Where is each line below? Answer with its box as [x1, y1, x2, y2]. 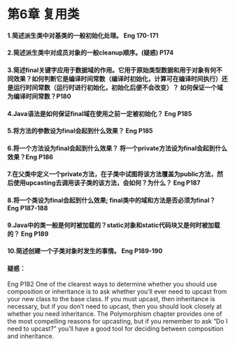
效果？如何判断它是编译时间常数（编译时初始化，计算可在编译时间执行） [13, 74, 222, 82]
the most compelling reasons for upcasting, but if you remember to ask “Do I [7, 317, 228, 326]
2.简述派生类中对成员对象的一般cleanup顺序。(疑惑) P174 [7, 48, 174, 57]
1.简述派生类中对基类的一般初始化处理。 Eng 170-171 [7, 31, 159, 39]
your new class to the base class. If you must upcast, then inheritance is [7, 295, 215, 303]
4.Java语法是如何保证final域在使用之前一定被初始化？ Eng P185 [7, 109, 192, 117]
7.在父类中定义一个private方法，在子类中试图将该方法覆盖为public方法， [7, 170, 218, 178]
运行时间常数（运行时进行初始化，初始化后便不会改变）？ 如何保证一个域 [13, 83, 224, 92]
